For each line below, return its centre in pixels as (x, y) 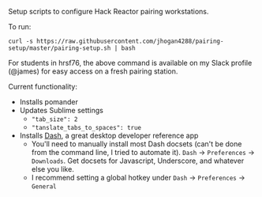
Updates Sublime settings (62, 110)
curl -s (21, 41)
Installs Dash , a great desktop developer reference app (109, 135)
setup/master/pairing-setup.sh (60, 48)
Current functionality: (43, 87)
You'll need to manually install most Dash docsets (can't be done (137, 144)
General (44, 187)
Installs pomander (49, 102)
